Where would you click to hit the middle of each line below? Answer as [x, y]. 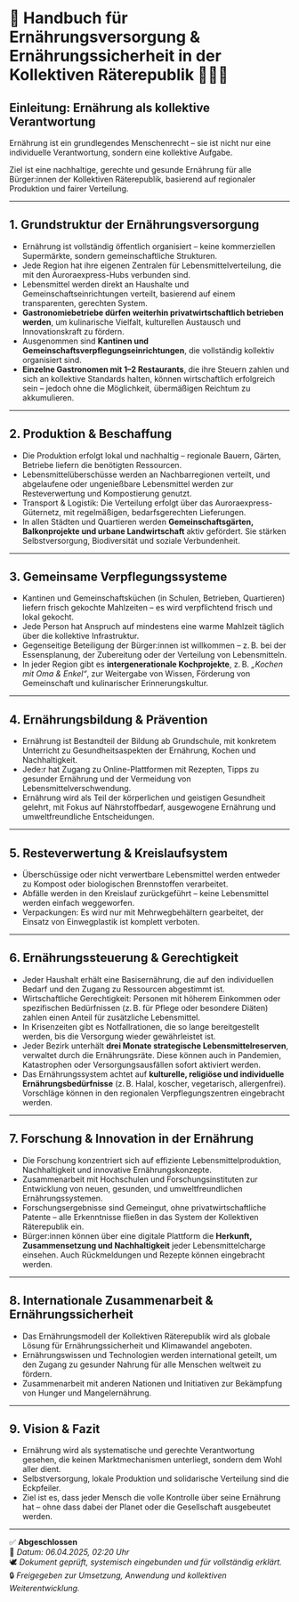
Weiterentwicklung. [44, 1589]
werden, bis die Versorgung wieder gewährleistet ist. [119, 1036]
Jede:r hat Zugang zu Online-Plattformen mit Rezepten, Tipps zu [141, 770]
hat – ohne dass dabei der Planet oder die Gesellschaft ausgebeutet [146, 1507]
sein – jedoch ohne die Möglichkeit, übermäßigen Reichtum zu [136, 388]
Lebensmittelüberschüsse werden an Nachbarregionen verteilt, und [146, 474]
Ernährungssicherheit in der [116, 56]
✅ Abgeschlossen [44, 1542]
